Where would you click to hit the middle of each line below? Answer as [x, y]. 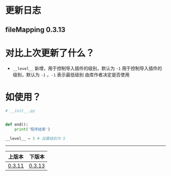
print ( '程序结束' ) [32, 130]
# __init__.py [20, 111]
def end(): [17, 125]
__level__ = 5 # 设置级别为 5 [35, 139]
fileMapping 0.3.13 [35, 29]
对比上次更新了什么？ [50, 53]
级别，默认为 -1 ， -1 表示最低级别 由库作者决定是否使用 [71, 74]
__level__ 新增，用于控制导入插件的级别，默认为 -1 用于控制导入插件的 [87, 68]
